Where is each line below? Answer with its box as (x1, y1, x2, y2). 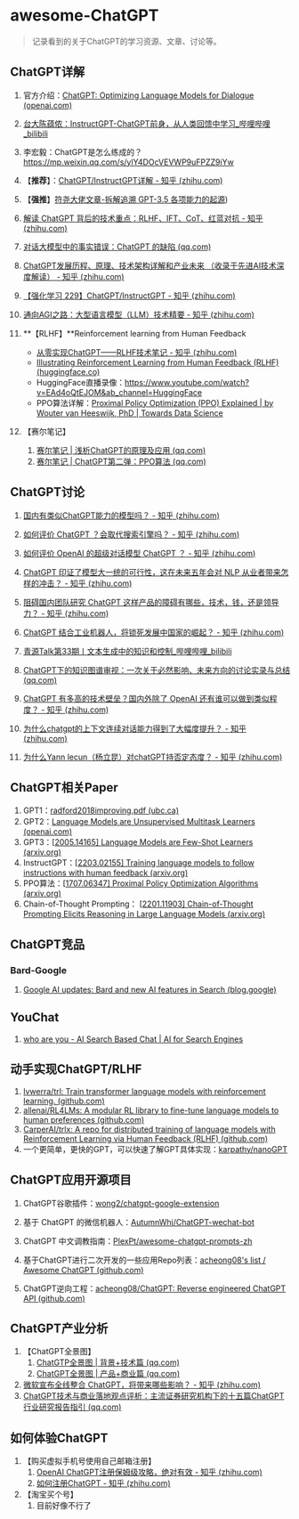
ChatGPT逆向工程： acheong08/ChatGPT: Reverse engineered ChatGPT (22, 1283, 287, 1294)
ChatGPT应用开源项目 (10, 1173, 132, 1188)
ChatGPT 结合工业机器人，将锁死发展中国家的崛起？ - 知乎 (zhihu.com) (22, 627, 285, 638)
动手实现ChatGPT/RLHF (10, 1061, 142, 1077)
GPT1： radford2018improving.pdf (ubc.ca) (22, 805, 180, 816)
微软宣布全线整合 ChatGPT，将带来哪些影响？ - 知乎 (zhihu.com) (22, 1379, 262, 1390)
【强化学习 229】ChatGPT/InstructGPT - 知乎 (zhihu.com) (22, 290, 236, 301)
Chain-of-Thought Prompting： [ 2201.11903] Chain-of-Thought (22, 898, 254, 909)
